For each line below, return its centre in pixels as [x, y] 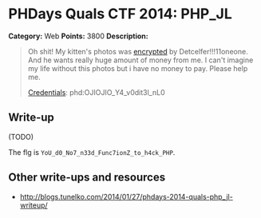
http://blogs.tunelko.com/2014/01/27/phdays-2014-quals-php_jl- [126, 196]
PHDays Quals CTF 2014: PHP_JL [121, 14]
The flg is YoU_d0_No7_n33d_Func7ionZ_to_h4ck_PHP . [92, 152]
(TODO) [21, 137]
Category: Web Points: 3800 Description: [79, 36]
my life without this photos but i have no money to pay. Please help [138, 68]
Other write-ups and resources [87, 178]
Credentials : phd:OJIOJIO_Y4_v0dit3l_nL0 [96, 92]
